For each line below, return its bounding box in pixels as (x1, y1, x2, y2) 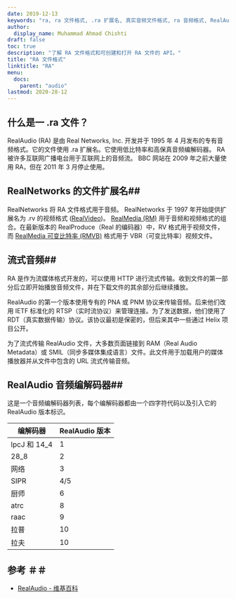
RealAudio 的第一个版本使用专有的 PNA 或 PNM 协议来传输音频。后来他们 (7, 298, 220, 306)
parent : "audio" (20, 82, 68, 89)
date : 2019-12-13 (7, 10, 58, 18)
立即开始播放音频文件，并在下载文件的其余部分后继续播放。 (19, 282, 192, 291)
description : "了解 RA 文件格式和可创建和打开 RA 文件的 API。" (7, 50, 181, 57)
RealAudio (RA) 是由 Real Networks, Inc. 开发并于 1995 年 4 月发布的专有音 (7, 136, 223, 145)
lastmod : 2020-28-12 (7, 88, 68, 96)
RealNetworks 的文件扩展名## (7, 185, 140, 197)
